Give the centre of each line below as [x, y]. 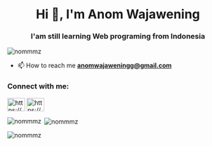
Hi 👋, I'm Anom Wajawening [118, 14]
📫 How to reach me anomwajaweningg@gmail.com [94, 65]
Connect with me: [38, 86]
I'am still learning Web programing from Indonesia [118, 36]
